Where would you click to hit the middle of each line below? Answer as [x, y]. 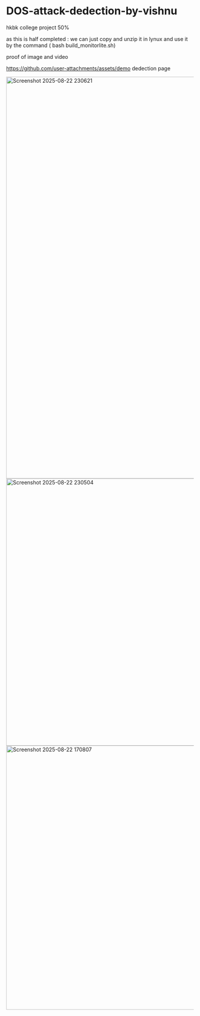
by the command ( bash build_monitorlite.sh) [61, 45]
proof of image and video [37, 57]
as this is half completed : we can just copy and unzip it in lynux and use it [97, 39]
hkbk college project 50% [38, 27]
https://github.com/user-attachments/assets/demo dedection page [88, 68]
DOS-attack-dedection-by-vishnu [92, 11]
